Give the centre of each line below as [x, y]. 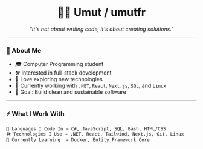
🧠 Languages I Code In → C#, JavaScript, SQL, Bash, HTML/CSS [86, 129]
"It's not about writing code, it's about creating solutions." [101, 29]
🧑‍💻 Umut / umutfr [101, 12]
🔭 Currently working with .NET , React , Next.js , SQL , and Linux [91, 86]
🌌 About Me [24, 50]
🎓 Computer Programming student [59, 64]
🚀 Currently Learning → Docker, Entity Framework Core [78, 140]
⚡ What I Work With [35, 114]
